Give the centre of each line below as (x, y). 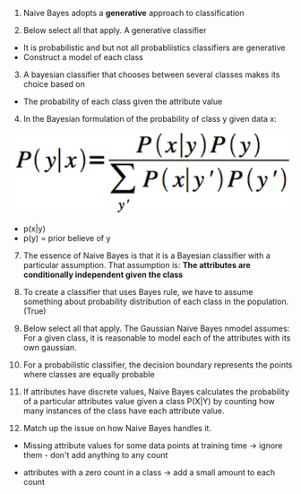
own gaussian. (50, 347)
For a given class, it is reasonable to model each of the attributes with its (157, 338)
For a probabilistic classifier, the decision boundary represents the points (158, 364)
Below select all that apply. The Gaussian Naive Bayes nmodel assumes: (156, 328)
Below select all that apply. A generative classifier (115, 30)
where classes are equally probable (89, 374)
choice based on (54, 84)
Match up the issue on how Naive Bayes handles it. (117, 428)
